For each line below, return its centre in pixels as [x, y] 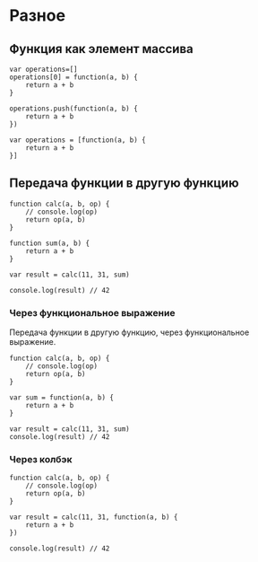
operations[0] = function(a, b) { [74, 77]
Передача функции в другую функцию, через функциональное [129, 332]
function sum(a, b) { [50, 243]
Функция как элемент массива [102, 49]
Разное [37, 16]
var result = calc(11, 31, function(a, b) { [94, 517]
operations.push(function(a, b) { [74, 109]
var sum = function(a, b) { [62, 398]
